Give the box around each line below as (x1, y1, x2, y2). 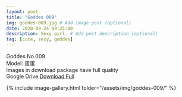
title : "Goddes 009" (6, 14, 58, 20)
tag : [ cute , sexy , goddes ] (6, 36, 73, 42)
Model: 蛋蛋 (6, 60, 36, 67)
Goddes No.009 (6, 53, 46, 60)
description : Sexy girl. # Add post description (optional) (6, 31, 159, 37)
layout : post (6, 8, 39, 15)
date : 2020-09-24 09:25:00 (6, 25, 73, 32)
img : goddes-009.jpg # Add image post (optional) (6, 20, 132, 26)
